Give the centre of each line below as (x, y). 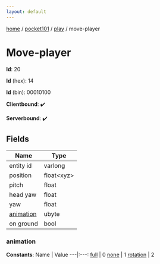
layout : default (26, 12)
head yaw (23, 195)
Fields (18, 139)
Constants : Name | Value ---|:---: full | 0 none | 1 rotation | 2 (80, 254)
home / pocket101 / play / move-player (53, 29)
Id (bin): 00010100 (29, 92)
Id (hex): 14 (20, 80)
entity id (21, 166)
